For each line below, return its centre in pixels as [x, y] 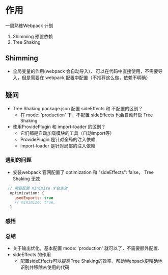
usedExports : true [34, 198]
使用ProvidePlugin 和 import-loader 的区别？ [59, 127]
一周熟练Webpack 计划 [29, 26]
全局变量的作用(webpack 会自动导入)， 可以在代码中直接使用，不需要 [86, 71]
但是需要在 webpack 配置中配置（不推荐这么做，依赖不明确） [86, 78]
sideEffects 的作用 [32, 255]
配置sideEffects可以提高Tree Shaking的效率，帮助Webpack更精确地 [91, 261]
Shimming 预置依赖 [33, 36]
